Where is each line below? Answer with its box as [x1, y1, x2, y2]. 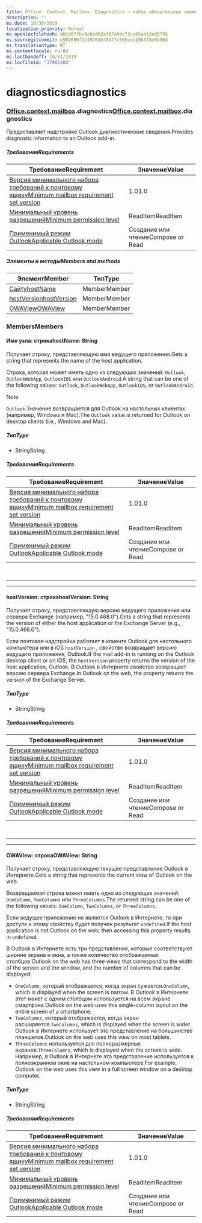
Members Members [6, 322, 64, 331]
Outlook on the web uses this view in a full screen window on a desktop [14, 1066, 193, 1073]
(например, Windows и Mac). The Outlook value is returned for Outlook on [6, 411, 191, 419]
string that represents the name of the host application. [6, 357, 143, 364]
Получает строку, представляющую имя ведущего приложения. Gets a [6, 351, 188, 358]
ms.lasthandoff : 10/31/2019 [6, 54, 77, 60]
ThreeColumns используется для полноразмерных [14, 1040, 141, 1047]
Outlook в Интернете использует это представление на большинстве [14, 1027, 193, 1035]
